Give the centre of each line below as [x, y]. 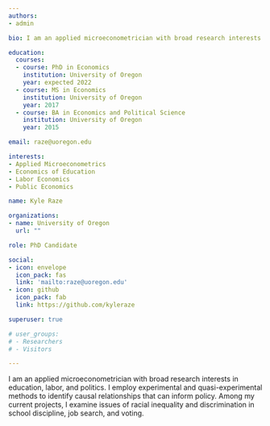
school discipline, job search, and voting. [76, 413]
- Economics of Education [52, 171]
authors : [23, 16]
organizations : [34, 216]
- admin [21, 23]
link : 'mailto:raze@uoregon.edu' [72, 282]
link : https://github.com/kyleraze [75, 305]
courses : [30, 60]
